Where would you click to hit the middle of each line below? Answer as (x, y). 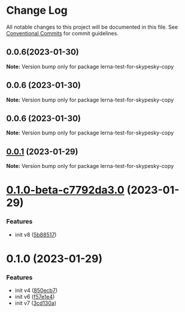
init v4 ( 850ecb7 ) (36, 290)
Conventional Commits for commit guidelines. (62, 33)
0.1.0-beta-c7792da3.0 (65, 190)
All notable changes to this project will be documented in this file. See (92, 27)
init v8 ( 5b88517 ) (36, 234)
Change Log (37, 10)
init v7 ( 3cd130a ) (36, 303)
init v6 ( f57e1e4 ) (35, 297)
